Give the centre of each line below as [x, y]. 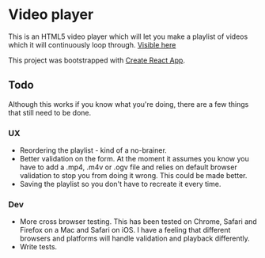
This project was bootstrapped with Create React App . [97, 60]
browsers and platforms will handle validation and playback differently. [135, 238]
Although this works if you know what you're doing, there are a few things [129, 104]
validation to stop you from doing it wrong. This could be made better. [133, 176]
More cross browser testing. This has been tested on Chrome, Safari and [138, 222]
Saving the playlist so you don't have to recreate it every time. [120, 184]
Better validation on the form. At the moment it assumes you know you [134, 159]
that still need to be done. [50, 112]
